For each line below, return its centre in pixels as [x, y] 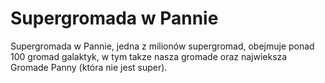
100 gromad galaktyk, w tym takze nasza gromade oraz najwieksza [149, 56]
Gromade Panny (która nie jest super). [89, 67]
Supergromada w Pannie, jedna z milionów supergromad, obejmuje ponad [162, 46]
